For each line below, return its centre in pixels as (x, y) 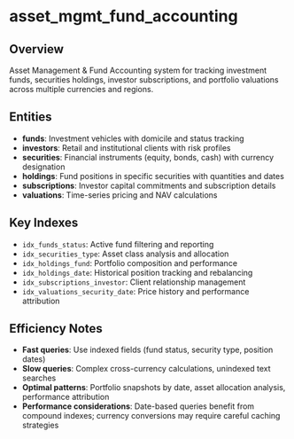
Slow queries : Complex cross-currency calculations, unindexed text (146, 369)
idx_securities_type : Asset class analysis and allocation (125, 254)
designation (43, 167)
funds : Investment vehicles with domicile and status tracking (133, 138)
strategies (40, 425)
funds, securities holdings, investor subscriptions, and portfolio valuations (144, 80)
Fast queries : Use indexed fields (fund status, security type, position (147, 350)
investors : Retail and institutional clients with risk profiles (126, 147)
